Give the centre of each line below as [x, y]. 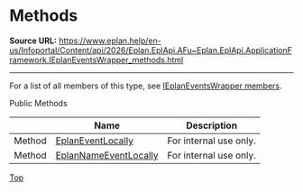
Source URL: [33, 41]
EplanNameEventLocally [107, 155]
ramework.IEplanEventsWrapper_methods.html [96, 59]
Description [211, 125]
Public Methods [38, 103]
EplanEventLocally [94, 141]
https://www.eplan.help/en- [110, 41]
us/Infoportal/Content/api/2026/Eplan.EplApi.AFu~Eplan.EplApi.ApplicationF [151, 50]
